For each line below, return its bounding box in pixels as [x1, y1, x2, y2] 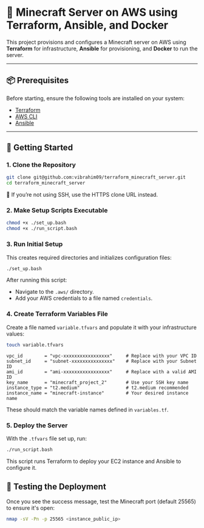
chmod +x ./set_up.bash [6, 220, 67, 226]
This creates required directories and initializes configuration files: [6, 254, 172, 261]
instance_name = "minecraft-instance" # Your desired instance [6, 390, 189, 396]
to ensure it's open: [6, 504, 55, 512]
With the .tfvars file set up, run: [6, 435, 87, 442]
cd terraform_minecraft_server [6, 180, 86, 186]
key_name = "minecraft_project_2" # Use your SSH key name [6, 379, 189, 385]
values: [6, 330, 24, 337]
